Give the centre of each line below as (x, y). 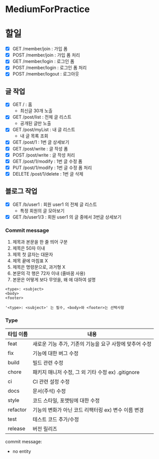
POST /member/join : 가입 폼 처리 (46, 55)
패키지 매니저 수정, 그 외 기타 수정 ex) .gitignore (86, 372)
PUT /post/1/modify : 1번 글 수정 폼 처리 (52, 168)
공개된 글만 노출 (35, 123)
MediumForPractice (48, 9)
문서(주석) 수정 (49, 391)
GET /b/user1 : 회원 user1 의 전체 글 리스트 (55, 204)
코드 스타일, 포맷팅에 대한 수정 (66, 401)
